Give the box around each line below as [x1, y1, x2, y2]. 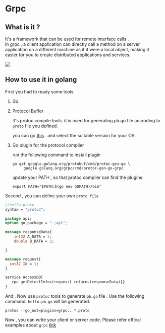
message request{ [5, 256, 41, 261]
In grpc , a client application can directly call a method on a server [5, 41, 140, 47]
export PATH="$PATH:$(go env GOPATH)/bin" [12, 184, 102, 189]
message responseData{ [5, 230, 52, 235]
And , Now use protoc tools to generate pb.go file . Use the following [5, 293, 145, 299]
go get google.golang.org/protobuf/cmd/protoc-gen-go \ [12, 161, 130, 166]
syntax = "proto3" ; [5, 207, 46, 212]
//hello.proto [5, 202, 35, 207]
